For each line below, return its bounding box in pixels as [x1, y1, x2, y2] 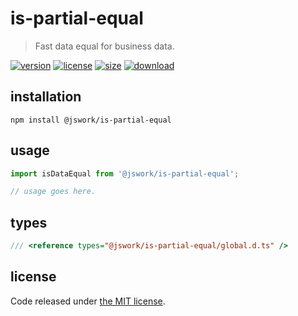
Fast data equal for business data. [34, 40, 175, 52]
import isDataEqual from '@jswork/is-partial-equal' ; [10, 168, 240, 179]
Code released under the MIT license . [10, 295, 166, 307]
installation [10, 88, 82, 106]
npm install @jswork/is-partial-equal [10, 115, 172, 125]
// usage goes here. [10, 187, 97, 197]
